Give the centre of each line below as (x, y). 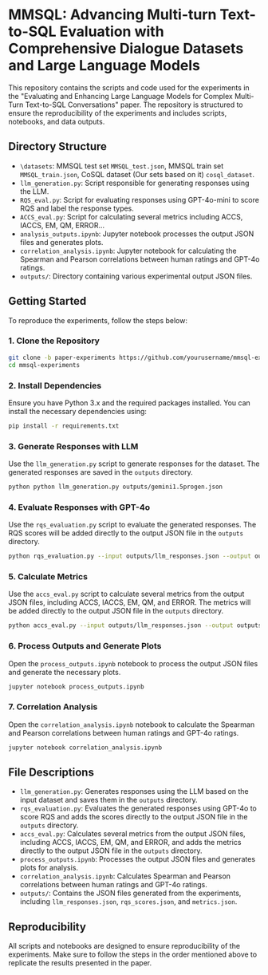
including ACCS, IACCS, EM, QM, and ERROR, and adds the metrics (130, 843)
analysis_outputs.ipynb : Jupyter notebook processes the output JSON (137, 234)
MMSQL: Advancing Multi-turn (112, 15)
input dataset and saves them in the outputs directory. (108, 800)
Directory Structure (58, 146)
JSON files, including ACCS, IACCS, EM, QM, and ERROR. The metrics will (130, 602)
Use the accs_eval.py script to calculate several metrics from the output (126, 594)
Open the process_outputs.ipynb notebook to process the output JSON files (133, 663)
